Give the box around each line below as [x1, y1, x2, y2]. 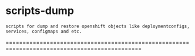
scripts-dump [5, 4, 75, 17]
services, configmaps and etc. [5, 28, 82, 34]
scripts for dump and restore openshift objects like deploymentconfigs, [5, 23, 190, 29]
